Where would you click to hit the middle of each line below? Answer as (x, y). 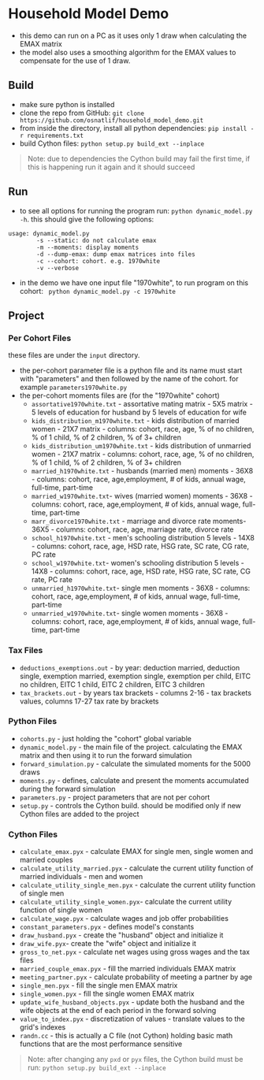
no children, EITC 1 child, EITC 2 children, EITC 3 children (112, 684)
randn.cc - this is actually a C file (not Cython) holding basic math (126, 1036)
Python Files (33, 722)
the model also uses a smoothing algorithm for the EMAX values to (128, 52)
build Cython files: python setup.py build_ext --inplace (112, 143)
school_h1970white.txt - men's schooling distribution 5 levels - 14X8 (143, 538)
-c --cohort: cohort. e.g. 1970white (98, 261)
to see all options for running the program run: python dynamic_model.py (136, 210)
